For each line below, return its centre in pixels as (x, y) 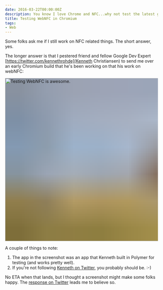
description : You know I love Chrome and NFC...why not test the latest (80, 14)
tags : (10, 23)
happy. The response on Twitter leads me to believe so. (60, 282)
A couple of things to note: (32, 248)
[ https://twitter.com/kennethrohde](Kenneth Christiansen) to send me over (79, 61)
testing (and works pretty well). (43, 263)
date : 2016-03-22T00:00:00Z (33, 9)
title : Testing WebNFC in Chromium (41, 18)
